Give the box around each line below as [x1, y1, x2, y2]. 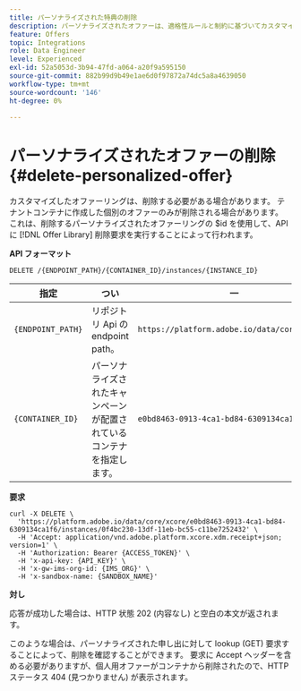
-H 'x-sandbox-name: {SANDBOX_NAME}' [17, 572, 159, 582]
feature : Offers [9, 30, 70, 38]
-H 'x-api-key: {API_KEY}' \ [17, 557, 126, 566]
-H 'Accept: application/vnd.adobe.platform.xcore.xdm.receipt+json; [17, 533, 282, 542]
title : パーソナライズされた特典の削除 [9, 13, 138, 22]
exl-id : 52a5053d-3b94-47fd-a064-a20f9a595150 [9, 64, 186, 73]
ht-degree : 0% [9, 96, 63, 106]
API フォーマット [9, 248, 72, 260]
